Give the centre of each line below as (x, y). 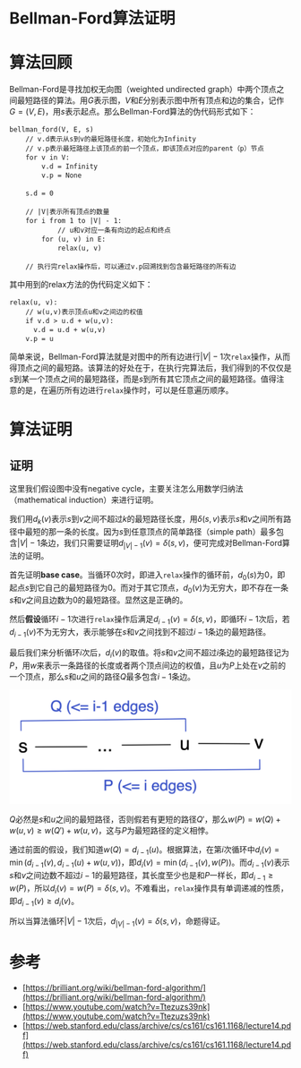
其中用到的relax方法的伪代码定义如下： (82, 285)
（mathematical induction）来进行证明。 (84, 500)
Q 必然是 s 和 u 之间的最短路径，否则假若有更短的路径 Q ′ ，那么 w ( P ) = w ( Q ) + (145, 819)
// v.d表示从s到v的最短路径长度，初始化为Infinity (111, 140)
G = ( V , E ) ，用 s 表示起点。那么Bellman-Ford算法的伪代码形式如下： (133, 112)
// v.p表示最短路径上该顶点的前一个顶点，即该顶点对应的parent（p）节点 (145, 149)
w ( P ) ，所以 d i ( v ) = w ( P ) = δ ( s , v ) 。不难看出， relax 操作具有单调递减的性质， (149, 889)
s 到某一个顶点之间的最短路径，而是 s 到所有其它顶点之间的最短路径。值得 (143, 379)
